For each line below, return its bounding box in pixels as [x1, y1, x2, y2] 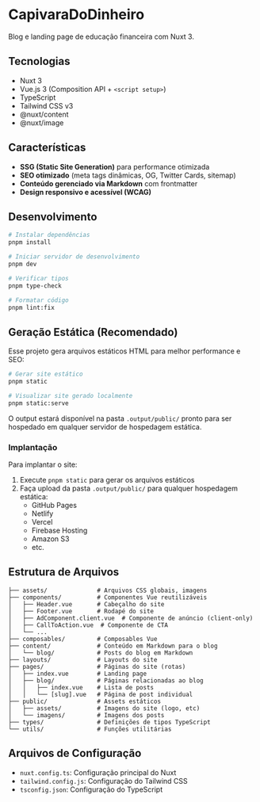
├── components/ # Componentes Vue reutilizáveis [8, 593, 208, 601]
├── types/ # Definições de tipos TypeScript [8, 718, 212, 726]
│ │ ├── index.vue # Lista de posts [8, 683, 155, 691]
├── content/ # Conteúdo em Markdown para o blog [8, 642, 218, 650]
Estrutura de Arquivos [8, 565, 120, 579]
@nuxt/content [19, 109, 69, 119]
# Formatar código [8, 296, 69, 304]
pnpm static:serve [8, 399, 69, 407]
